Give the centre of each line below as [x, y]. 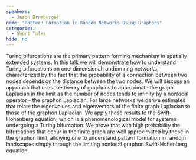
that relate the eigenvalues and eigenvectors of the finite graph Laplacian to [98, 106]
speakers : [18, 12]
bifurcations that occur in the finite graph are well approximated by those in [98, 132]
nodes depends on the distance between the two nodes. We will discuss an [98, 81]
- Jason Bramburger [35, 17]
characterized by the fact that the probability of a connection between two [97, 75]
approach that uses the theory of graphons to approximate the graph [90, 87]
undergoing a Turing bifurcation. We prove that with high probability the [93, 125]
